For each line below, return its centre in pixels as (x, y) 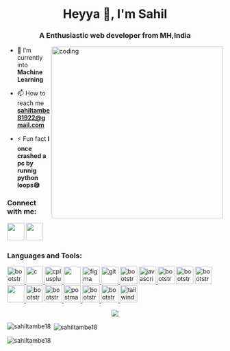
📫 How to (31, 93)
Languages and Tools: (44, 256)
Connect (22, 203)
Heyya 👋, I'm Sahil (115, 14)
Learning (30, 80)
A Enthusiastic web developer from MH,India (115, 36)
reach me (30, 103)
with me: (22, 212)
